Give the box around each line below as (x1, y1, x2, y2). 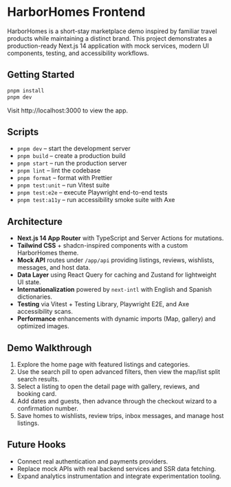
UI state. (16, 278, 41, 286)
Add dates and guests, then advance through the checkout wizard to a (16, 397, 217, 405)
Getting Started (7, 69, 75, 81)
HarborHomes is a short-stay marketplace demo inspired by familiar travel (7, 27, 217, 35)
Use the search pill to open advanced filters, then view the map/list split (16, 367, 221, 376)
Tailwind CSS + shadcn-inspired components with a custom (16, 241, 188, 250)
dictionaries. (16, 292, 53, 301)
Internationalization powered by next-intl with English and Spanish (16, 286, 212, 294)
